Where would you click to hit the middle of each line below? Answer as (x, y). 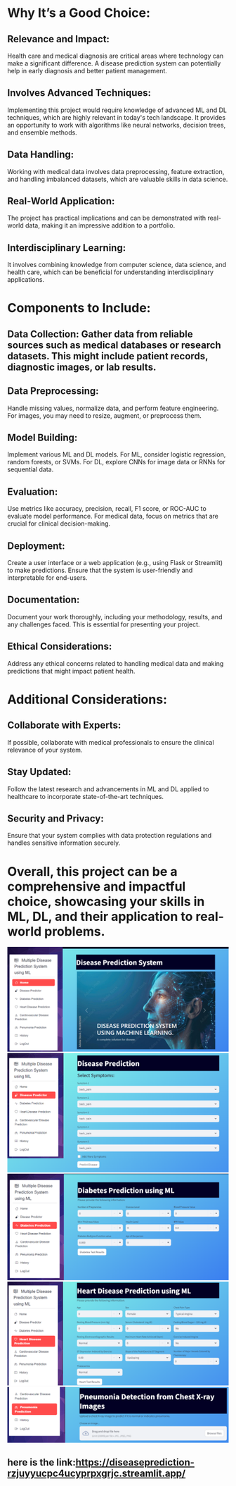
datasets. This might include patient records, (108, 356)
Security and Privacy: (55, 818)
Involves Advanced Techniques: (79, 93)
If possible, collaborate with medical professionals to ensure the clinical (111, 742)
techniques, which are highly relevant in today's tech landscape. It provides (117, 117)
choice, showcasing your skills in (106, 902)
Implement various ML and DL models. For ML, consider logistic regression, (117, 454)
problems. (75, 931)
